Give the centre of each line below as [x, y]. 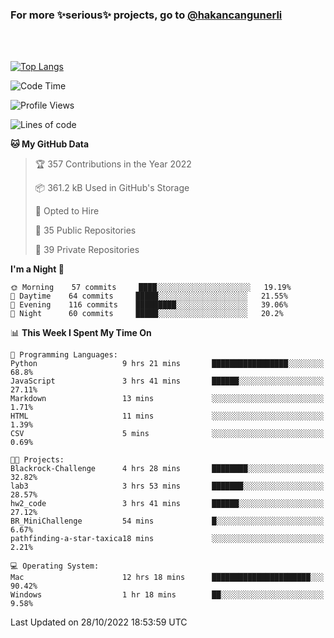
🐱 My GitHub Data [50, 144]
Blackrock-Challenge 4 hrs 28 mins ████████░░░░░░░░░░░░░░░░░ [167, 469]
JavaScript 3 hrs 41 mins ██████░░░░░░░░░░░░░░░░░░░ [167, 381]
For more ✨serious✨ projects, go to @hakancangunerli [146, 15]
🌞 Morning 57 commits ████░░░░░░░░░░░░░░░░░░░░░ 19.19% [151, 288]
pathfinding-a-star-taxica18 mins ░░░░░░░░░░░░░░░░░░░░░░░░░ [167, 539]
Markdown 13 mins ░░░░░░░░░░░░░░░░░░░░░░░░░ [167, 399]
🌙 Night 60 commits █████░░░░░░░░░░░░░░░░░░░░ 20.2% [147, 314]
